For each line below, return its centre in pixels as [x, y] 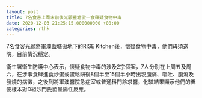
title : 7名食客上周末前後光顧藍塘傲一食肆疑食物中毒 [64, 17]
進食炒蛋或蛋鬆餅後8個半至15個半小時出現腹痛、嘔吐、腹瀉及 [118, 74]
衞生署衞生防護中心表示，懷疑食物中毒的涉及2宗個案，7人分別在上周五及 [96, 67]
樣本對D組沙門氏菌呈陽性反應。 [50, 89]
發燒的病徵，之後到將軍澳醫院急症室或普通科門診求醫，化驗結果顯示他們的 [98, 82]
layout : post [23, 12]
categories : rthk [28, 29]
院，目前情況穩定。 [30, 54]
